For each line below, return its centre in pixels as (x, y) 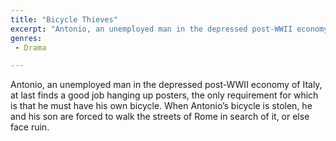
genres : (26, 38)
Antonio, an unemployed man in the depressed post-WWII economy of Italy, (166, 85)
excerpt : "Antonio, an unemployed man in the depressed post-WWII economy (169, 29)
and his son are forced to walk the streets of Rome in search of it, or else (160, 117)
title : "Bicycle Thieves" (64, 19)
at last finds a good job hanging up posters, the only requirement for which (164, 95)
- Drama (30, 47)
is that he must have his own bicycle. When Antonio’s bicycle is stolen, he (161, 106)
